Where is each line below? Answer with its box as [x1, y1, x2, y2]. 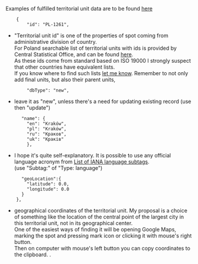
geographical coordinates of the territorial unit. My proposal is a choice [14, 207, 187, 214]
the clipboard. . [14, 251, 51, 258]
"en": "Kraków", [27, 121, 67, 127]
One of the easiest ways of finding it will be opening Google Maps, [14, 226, 177, 233]
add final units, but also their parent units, [14, 76, 116, 83]
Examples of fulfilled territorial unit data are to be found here [5, 5, 153, 12]
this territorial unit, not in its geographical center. [14, 220, 133, 227]
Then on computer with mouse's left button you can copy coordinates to [14, 245, 190, 252]
